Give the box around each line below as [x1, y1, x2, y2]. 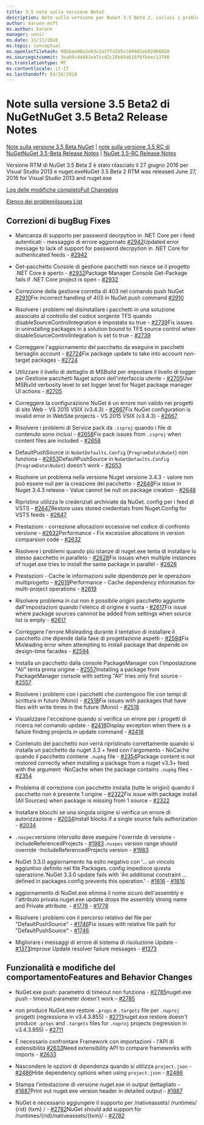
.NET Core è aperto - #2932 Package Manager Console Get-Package [15, 269, 188, 277]
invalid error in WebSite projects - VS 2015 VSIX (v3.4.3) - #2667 [15, 412, 178, 420]
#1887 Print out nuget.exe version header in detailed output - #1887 [15, 1087, 183, 1095]
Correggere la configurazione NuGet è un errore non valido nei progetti [15, 400, 193, 406]
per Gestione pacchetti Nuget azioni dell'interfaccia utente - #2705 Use [15, 375, 193, 382]
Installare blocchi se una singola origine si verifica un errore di [15, 809, 171, 815]
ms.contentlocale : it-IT [6, 65, 69, 72]
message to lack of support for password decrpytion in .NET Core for [15, 244, 189, 252]
